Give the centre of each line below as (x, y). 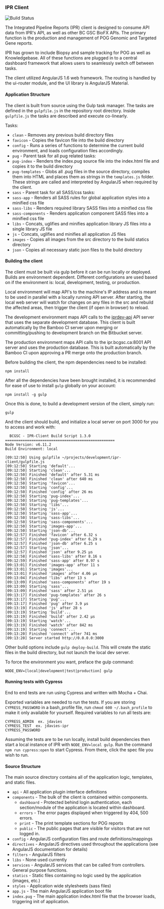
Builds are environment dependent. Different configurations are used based (81, 277)
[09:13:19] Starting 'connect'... (40, 629)
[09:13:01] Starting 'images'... (39, 569)
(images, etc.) (26, 881)
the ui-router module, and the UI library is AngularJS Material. (67, 83)
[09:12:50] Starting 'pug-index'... (42, 496)
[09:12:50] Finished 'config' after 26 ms (49, 492)
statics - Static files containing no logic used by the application (77, 876)
